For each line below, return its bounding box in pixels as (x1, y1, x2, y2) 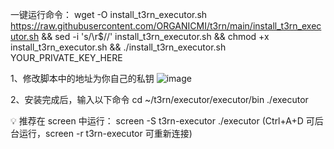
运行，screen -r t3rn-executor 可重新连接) (18, 128, 193, 139)
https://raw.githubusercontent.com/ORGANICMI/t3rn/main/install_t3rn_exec (10, 20, 322, 32)
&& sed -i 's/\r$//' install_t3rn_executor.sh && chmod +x (41, 31, 270, 42)
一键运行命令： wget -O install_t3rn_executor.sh (10, 9, 208, 20)
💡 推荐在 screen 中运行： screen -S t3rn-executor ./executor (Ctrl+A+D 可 (10, 115, 315, 127)
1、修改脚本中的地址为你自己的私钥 (10, 73, 155, 84)
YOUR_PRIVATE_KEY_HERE (10, 52, 123, 63)
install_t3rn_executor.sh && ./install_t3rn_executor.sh (10, 41, 227, 53)
